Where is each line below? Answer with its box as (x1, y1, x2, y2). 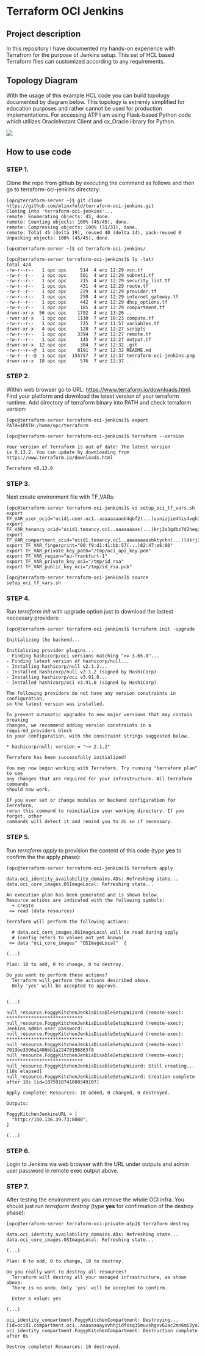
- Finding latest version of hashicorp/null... (6, 658, 130, 664)
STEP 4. (6, 594, 31, 603)
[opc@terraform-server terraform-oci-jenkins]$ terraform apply (6, 865, 173, 871)
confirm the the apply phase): (6, 853, 81, 860)
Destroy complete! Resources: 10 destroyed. (6, 1344, 121, 1350)
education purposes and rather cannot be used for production (6, 104, 163, 112)
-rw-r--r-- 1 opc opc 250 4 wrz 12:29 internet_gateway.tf (6, 293, 179, 300)
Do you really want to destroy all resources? (6, 1269, 127, 1275)
